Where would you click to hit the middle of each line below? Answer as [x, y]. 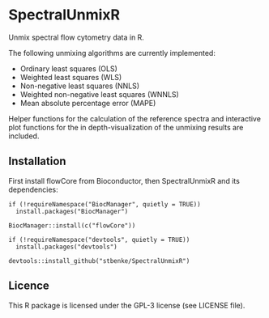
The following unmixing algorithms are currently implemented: [112, 53]
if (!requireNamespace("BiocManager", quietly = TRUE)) [105, 204]
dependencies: [33, 189]
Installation [37, 161]
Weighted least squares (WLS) [71, 77]
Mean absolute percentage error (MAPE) [88, 103]
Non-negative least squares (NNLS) [80, 86]
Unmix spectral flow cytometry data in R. [76, 37]
